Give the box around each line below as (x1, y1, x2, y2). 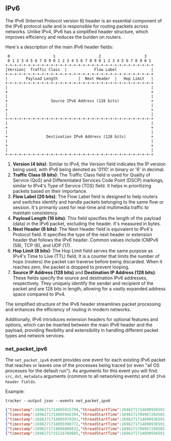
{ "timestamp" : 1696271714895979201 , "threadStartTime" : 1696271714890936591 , (5, 416, 167, 422)
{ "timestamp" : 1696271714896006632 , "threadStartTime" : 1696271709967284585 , (5, 426, 167, 431)
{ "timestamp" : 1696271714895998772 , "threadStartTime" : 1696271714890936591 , (5, 421, 167, 427)
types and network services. (5, 332, 65, 338)
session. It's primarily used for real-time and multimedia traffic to (12, 204, 149, 210)
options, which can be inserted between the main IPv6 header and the (5, 322, 153, 328)
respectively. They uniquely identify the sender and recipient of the (12, 280, 154, 286)
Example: (5, 388, 25, 395)
